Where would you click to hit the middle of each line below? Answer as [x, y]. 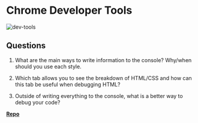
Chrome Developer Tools [69, 10]
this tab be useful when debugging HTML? [67, 84]
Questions [26, 46]
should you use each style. [48, 66]
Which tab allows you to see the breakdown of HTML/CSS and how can [103, 78]
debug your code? [37, 102]
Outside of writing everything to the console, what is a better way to [99, 96]
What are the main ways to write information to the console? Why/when [103, 60]
